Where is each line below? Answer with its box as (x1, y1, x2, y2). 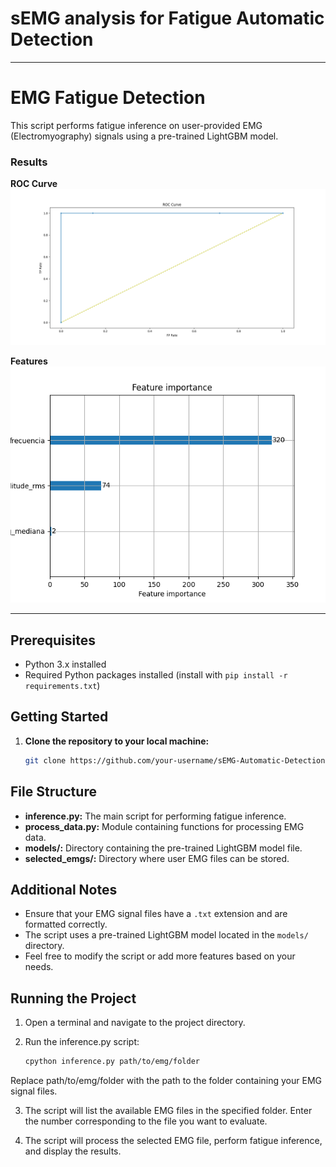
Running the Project (10, 990, 137, 1007)
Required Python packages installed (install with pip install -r (24, 669, 288, 681)
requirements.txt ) (24, 680, 101, 692)
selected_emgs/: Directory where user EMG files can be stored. (24, 852, 290, 864)
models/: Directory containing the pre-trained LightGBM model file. (24, 842, 303, 854)
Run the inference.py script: (24, 1036, 140, 1048)
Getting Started (10, 708, 109, 726)
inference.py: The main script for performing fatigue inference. (24, 810, 287, 822)
